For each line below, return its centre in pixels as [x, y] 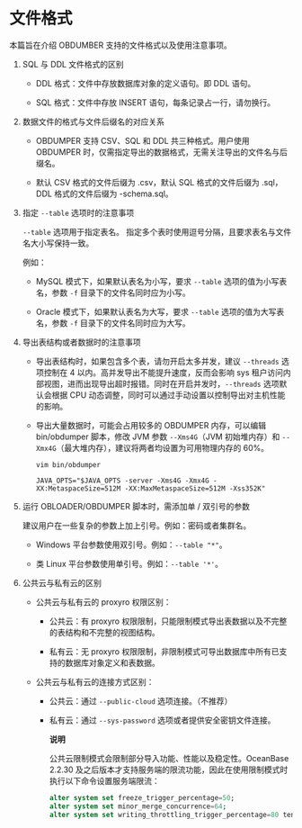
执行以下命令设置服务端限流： [104, 780]
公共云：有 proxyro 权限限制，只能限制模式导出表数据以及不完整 [168, 621]
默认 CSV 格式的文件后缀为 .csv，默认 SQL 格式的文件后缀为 [148, 182]
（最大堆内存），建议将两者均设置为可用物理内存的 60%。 [163, 447]
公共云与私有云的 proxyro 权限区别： [104, 602]
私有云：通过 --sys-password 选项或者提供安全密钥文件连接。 [162, 720]
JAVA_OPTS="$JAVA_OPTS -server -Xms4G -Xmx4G [122, 481]
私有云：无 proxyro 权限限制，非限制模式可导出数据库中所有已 [164, 651]
